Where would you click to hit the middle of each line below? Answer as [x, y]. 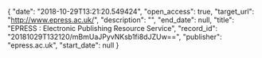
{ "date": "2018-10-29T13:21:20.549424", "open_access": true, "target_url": [131, 12]
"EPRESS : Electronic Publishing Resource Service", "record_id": [113, 28]
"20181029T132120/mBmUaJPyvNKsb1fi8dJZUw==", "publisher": [115, 37]
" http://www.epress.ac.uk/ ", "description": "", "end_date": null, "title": [121, 20]
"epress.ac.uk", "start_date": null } [63, 45]
